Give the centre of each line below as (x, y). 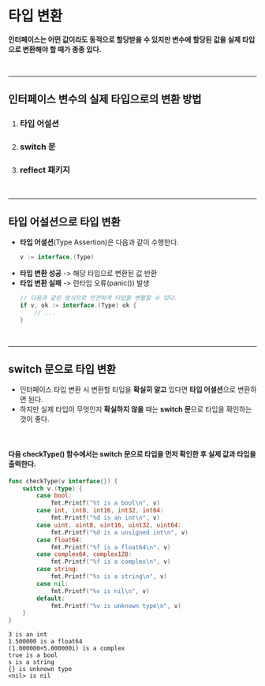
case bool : (54, 496)
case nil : (52, 583)
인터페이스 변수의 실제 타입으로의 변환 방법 (105, 99)
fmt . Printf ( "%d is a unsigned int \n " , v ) (119, 532)
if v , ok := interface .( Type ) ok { (78, 306)
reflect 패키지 (45, 170)
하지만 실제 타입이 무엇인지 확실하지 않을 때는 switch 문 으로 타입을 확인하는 (136, 409)
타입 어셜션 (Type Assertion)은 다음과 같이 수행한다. (99, 242)
